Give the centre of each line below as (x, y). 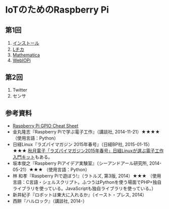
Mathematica (26, 55)
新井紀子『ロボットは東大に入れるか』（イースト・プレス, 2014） (80, 194)
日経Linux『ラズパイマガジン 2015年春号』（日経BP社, (68, 144)
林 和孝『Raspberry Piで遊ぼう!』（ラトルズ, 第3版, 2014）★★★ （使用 (87, 176)
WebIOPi (22, 60)
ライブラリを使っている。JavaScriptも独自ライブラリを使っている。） (84, 188)
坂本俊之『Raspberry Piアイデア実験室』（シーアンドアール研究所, (80, 163)
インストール (26, 43)
